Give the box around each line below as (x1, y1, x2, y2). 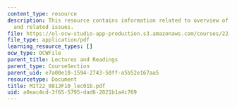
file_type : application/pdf (7, 37, 90, 44)
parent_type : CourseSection (7, 63, 90, 70)
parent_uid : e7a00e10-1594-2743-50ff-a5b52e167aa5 (7, 69, 159, 76)
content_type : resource (7, 10, 78, 18)
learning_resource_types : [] (7, 43, 93, 50)
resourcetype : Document (7, 75, 78, 83)
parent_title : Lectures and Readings (7, 56, 119, 63)
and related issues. (13, 23, 74, 30)
